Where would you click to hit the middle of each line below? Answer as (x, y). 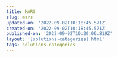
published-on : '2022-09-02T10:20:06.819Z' (59, 34)
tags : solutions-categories (41, 45)
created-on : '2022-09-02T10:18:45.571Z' (57, 28)
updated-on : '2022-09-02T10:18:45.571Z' (57, 23)
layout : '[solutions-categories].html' (56, 39)
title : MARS (21, 12)
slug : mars (20, 17)
